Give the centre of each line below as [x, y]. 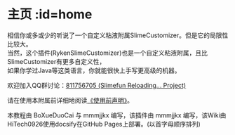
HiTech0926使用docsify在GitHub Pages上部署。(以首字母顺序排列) [104, 124]
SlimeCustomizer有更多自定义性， [56, 61]
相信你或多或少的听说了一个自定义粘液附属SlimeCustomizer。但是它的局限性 [118, 35]
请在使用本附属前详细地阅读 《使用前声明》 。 [70, 100]
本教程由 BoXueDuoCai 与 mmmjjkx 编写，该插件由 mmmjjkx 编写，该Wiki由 [117, 115]
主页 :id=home [50, 14]
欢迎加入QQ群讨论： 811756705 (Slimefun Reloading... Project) [97, 85]
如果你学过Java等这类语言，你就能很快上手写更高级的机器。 [94, 70]
